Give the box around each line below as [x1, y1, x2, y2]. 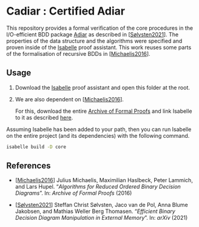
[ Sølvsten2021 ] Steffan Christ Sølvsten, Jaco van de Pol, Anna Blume [15, 202, 188, 209]
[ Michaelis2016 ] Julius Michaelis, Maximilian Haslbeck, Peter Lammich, [15, 177, 193, 184]
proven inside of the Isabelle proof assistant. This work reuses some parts [6, 44, 192, 51]
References [6, 161, 51, 171]
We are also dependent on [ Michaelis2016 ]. [15, 95, 124, 103]
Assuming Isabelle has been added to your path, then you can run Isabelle [6, 126, 192, 133]
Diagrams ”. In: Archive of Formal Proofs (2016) [15, 189, 132, 197]
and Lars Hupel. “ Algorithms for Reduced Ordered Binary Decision [15, 183, 181, 191]
